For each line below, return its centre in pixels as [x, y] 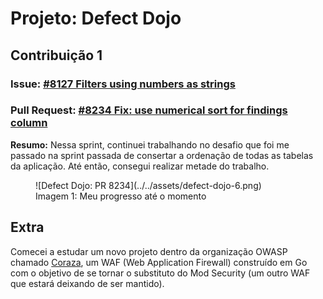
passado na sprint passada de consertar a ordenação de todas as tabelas [162, 155]
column [29, 123]
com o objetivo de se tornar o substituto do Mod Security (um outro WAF [160, 273]
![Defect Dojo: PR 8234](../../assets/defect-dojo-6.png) [148, 185]
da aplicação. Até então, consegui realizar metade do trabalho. [140, 166]
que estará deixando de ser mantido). [87, 283]
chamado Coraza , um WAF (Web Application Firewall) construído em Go [159, 262]
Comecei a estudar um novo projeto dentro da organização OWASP [149, 251]
